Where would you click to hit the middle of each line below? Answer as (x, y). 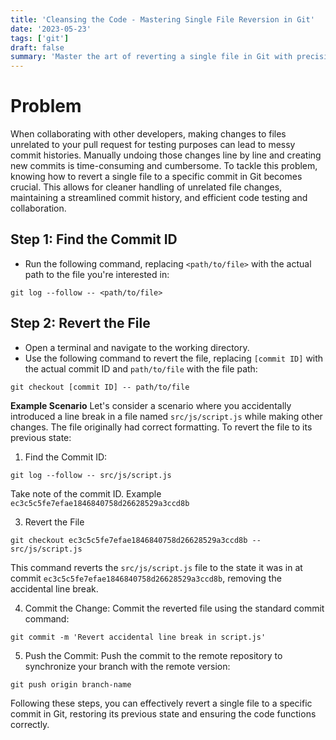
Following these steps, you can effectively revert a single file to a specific (161, 703)
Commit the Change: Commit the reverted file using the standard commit (174, 608)
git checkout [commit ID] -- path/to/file (100, 387)
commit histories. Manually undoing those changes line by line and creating (166, 155)
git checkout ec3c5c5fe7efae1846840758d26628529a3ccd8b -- (136, 540)
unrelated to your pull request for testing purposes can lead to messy (153, 145)
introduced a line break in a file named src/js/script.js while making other (166, 416)
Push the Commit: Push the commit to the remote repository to (153, 655)
